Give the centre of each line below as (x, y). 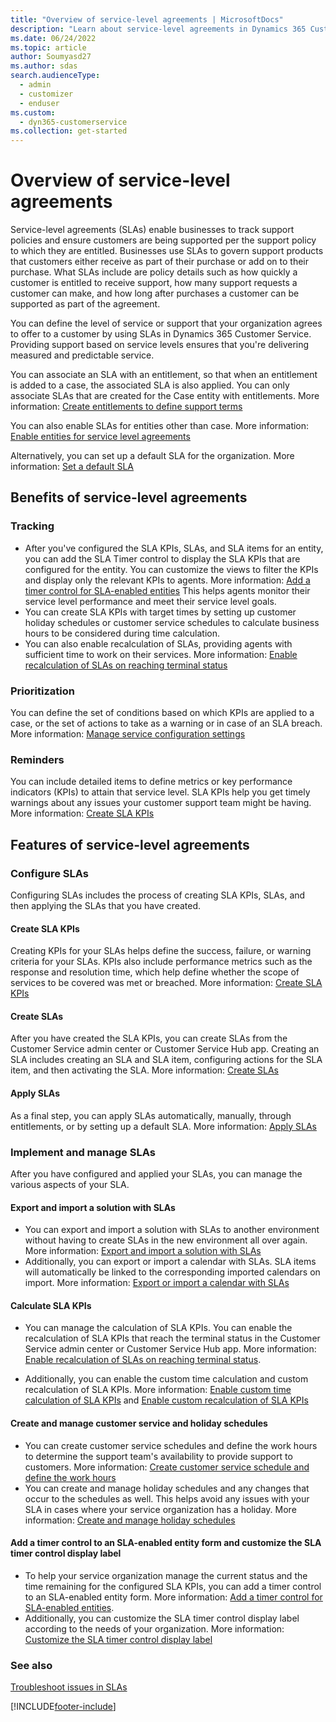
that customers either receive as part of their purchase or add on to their (160, 262)
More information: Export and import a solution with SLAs (143, 1251)
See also (31, 1665)
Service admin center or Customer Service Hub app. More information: (170, 1349)
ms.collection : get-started (69, 131)
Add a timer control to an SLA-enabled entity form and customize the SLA (166, 1543)
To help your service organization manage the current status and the (166, 1575)
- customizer (46, 94)
